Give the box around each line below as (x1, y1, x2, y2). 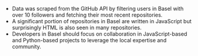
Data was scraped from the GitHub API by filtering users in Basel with (11, 5, 184, 12)
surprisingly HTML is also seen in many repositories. (11, 24, 142, 31)
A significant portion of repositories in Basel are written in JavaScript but (11, 18, 192, 24)
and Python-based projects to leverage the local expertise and (11, 37, 167, 43)
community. (11, 43, 41, 50)
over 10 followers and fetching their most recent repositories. (11, 11, 163, 18)
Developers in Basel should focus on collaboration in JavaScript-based (11, 30, 188, 38)
